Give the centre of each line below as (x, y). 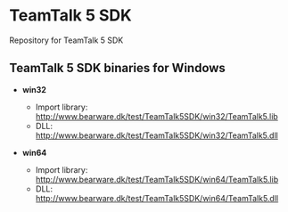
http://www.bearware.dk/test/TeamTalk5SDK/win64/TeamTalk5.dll (157, 198)
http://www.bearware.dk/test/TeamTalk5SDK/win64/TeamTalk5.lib (157, 179)
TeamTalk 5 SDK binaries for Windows (117, 68)
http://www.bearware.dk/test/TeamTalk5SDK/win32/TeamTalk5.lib (156, 116)
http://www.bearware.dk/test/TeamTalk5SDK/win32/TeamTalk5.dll (156, 135)
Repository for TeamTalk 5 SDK (66, 40)
